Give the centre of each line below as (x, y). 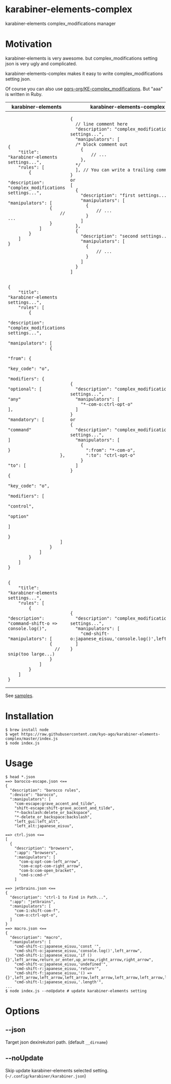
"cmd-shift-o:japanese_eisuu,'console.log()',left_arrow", (78, 951)
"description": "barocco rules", (45, 790)
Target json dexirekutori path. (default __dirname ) (56, 1042)
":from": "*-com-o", (111, 450)
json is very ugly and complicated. (41, 63)
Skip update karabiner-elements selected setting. (57, 1070)
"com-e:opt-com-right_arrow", (51, 866)
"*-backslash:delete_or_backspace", (53, 812)
